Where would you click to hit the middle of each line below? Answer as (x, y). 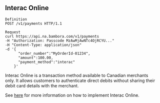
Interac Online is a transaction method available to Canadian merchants (77, 75)
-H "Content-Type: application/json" (43, 45)
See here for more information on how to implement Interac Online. (72, 95)
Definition (16, 19)
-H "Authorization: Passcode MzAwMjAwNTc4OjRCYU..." (60, 41)
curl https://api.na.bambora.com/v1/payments (52, 36)
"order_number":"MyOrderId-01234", (54, 53)
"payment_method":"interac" (47, 62)
